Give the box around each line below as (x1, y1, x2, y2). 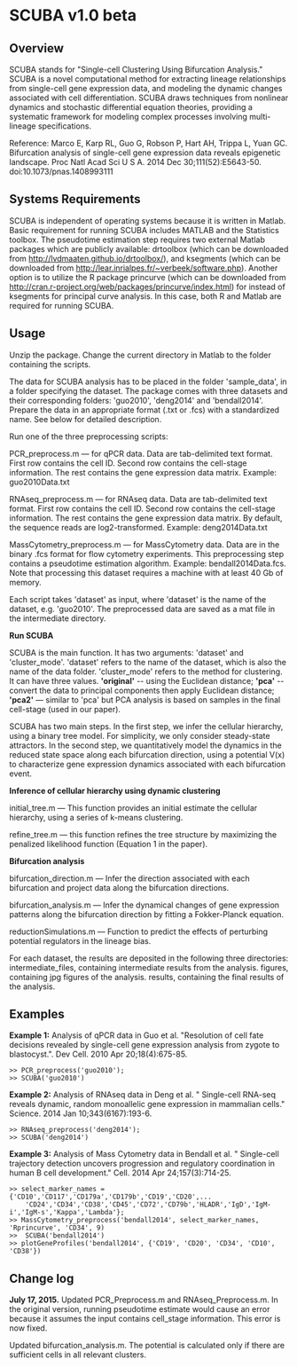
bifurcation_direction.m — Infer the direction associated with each (9, 873, 250, 884)
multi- (249, 112, 271, 122)
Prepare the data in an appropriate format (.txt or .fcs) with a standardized (9, 405, 280, 415)
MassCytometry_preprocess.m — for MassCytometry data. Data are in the (9, 538, 280, 550)
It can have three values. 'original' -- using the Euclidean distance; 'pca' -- (9, 675, 285, 686)
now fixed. (9, 1323, 48, 1333)
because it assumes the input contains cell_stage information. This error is (9, 1314, 281, 1324)
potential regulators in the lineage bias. (9, 935, 152, 946)
